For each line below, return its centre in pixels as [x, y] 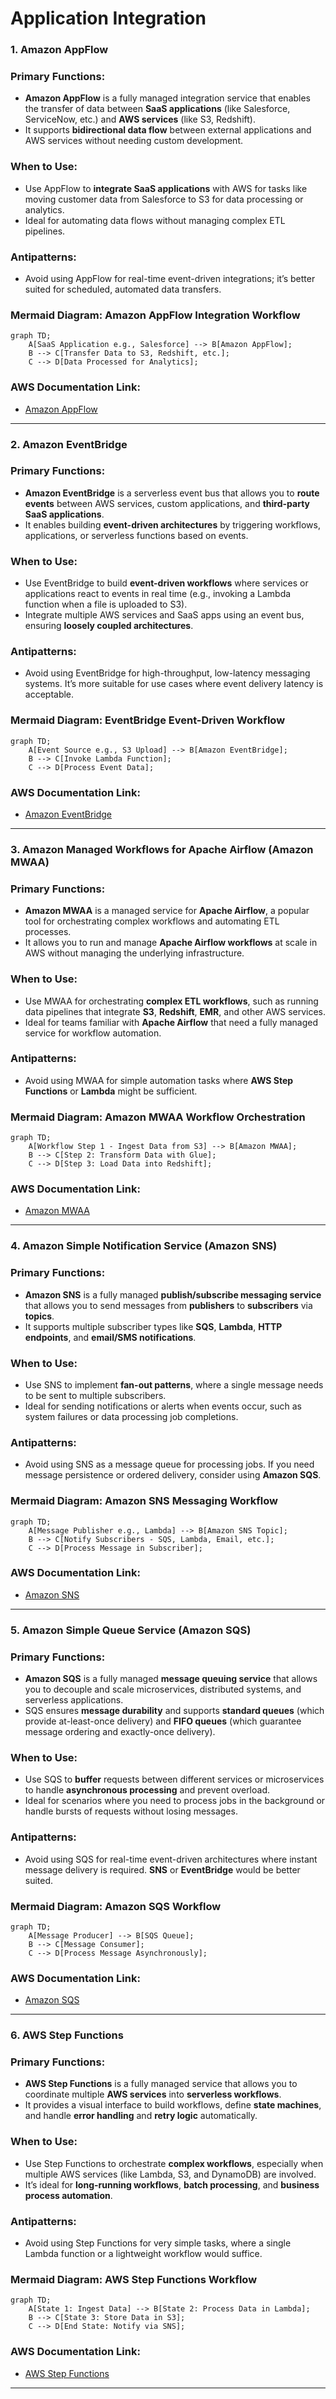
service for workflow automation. [93, 1033]
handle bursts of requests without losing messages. [131, 1811]
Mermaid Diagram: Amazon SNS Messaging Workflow [144, 1501]
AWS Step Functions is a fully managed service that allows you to [161, 2084]
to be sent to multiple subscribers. [95, 1395]
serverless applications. [74, 1700]
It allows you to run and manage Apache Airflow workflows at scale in [171, 943]
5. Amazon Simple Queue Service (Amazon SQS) [131, 1630]
